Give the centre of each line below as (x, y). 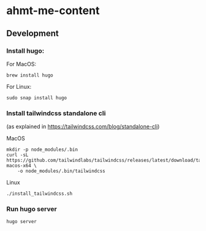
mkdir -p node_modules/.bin (42, 150)
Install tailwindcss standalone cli (56, 113)
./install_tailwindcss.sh (39, 194)
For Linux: (19, 86)
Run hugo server (32, 209)
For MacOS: (21, 64)
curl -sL (17, 155)
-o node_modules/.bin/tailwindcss (61, 171)
